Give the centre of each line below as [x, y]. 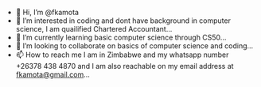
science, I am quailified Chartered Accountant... [94, 29]
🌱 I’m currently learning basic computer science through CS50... [121, 37]
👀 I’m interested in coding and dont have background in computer [123, 21]
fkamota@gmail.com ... [53, 74]
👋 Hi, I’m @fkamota [47, 12]
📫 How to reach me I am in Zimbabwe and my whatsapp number [122, 55]
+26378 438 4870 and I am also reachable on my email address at [125, 66]
